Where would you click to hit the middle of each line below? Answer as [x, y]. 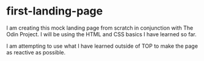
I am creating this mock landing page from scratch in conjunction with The [100, 28]
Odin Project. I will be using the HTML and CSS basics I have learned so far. [101, 34]
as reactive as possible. [36, 52]
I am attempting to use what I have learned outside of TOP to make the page [102, 46]
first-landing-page [55, 11]
